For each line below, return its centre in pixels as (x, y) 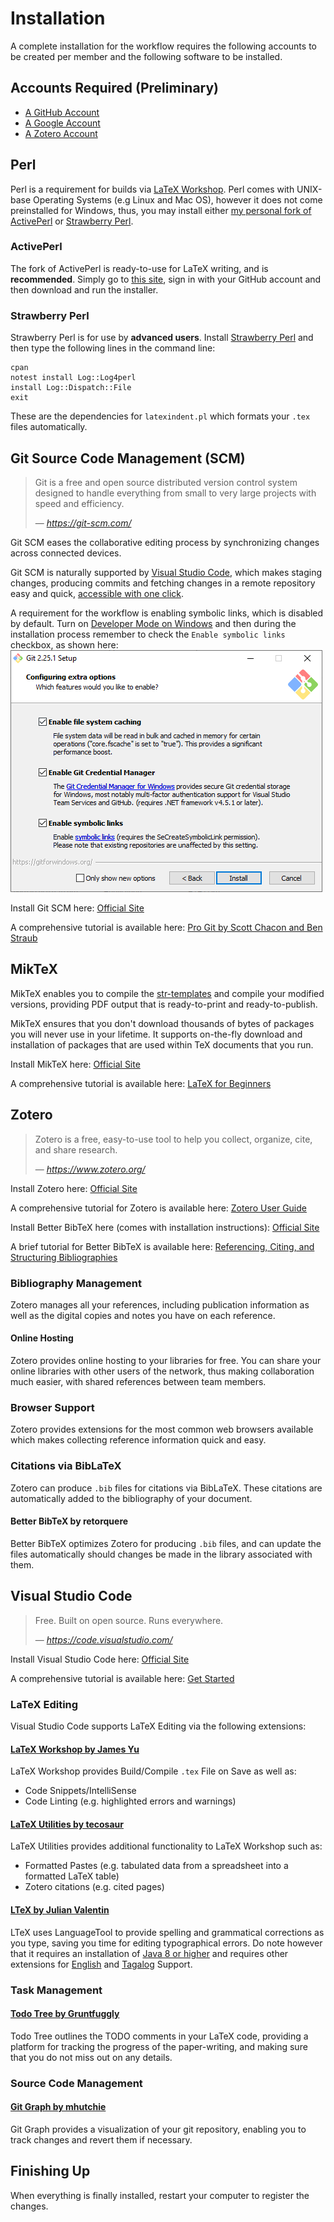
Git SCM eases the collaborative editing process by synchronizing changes (165, 542)
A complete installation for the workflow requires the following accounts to (163, 46)
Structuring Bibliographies (64, 1257)
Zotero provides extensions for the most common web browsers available (162, 1429)
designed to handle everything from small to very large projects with (175, 493)
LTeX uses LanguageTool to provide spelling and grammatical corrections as (167, 1932)
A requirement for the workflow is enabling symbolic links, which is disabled (167, 613)
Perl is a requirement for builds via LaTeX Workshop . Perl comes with (152, 189)
